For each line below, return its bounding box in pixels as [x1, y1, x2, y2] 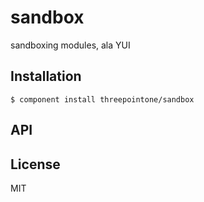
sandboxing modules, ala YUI [10, 39, 131, 51]
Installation [10, 68, 82, 85]
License [10, 156, 61, 173]
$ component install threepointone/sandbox [10, 94, 195, 105]
